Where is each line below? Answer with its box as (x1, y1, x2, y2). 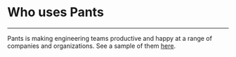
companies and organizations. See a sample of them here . (7, 42, 176, 50)
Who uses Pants (7, 4, 104, 20)
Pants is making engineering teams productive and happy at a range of (7, 34, 213, 42)
